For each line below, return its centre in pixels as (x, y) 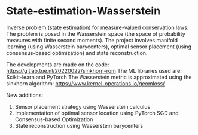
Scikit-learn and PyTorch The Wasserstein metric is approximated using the (99, 77)
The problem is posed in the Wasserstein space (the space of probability (96, 33)
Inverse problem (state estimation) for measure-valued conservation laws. (98, 27)
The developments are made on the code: (58, 65)
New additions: (25, 95)
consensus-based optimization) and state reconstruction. (77, 53)
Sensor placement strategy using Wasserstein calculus (83, 106)
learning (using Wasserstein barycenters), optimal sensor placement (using (99, 47)
